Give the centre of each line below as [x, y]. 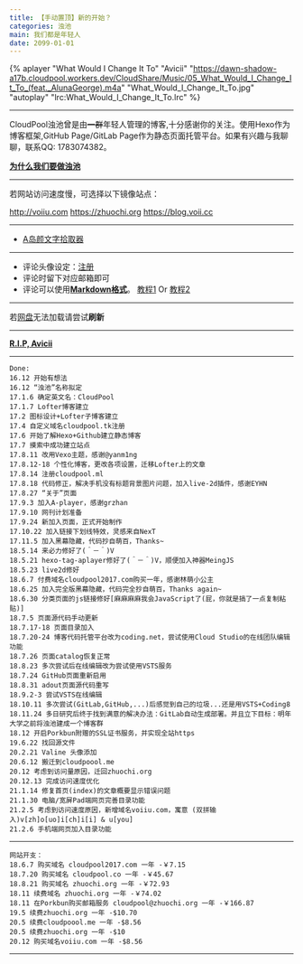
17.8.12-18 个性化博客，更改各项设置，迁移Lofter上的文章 [107, 465]
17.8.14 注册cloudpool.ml [56, 474]
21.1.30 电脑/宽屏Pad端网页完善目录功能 [78, 800]
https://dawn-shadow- [235, 69]
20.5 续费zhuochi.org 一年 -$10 [68, 932]
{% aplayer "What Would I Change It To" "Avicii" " [101, 69]
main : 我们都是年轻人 [45, 34]
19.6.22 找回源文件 [42, 743]
